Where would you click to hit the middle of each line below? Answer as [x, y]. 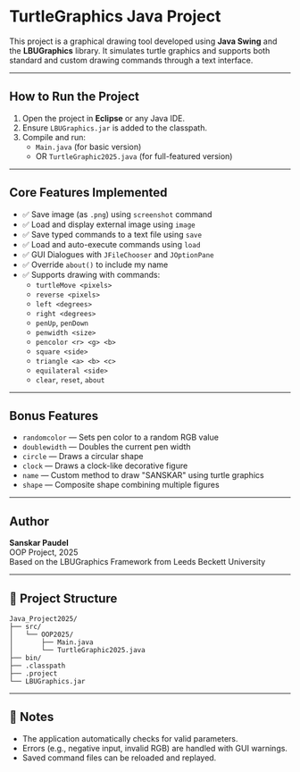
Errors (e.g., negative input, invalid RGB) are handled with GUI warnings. [155, 748]
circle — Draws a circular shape [83, 457]
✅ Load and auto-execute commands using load [111, 244]
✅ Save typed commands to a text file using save [112, 234]
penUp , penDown [62, 323]
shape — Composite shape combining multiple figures [121, 485]
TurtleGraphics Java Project [115, 17]
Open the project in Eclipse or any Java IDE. [104, 118]
